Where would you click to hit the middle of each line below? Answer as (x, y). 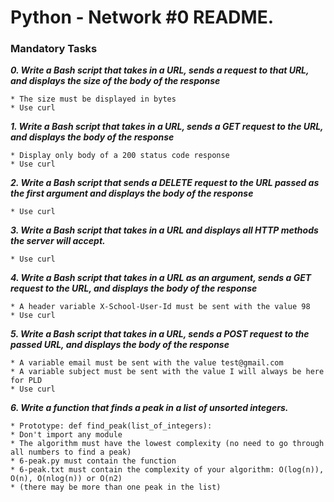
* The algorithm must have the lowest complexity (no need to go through (167, 444)
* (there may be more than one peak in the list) (116, 487)
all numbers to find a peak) (71, 452)
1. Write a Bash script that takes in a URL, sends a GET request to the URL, (167, 127)
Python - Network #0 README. (142, 17)
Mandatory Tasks (54, 49)
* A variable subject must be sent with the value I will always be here (167, 372)
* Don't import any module (66, 435)
